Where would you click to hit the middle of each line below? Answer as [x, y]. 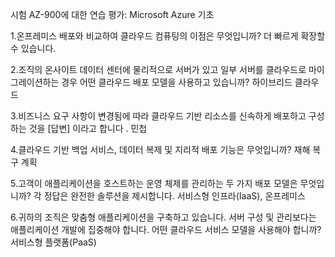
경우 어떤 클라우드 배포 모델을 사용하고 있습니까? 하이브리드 [177, 82]
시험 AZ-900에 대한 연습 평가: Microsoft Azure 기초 [112, 14]
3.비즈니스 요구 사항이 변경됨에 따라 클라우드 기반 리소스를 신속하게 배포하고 [158, 116]
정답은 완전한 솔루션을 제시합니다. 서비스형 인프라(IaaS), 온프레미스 [174, 196]
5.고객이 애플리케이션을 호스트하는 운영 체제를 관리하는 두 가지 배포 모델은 [154, 183]
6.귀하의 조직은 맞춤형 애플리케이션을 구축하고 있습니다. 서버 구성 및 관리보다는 [163, 217]
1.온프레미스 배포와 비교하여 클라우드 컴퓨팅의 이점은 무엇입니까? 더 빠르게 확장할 [168, 36]
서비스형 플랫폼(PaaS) [53, 242]
